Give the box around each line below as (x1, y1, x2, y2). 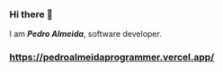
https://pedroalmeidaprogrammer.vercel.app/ (9, 51, 215, 64)
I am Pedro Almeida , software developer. (9, 29, 162, 40)
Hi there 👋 (9, 8, 54, 21)
